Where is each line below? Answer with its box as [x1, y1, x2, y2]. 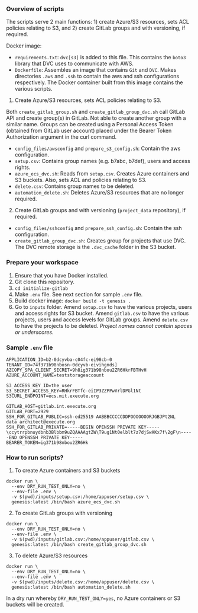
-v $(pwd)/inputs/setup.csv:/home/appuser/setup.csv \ [11, 494, 150, 500]
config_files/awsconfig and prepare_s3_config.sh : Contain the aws [14, 145, 181, 152]
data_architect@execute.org [6, 419, 76, 425]
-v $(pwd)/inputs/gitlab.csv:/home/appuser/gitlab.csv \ [11, 537, 155, 542]
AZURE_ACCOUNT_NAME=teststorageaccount [6, 372, 105, 378]
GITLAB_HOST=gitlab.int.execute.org [6, 403, 96, 409]
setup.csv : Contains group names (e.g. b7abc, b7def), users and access [14, 158, 190, 165]
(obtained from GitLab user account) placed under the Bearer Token [6, 127, 172, 135]
